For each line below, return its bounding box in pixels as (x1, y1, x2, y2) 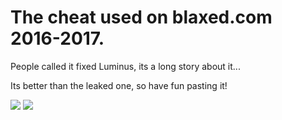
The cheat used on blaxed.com (10, 6, 273, 29)
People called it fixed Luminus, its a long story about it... (10, 60, 241, 72)
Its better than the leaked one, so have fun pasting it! (10, 79, 228, 91)
